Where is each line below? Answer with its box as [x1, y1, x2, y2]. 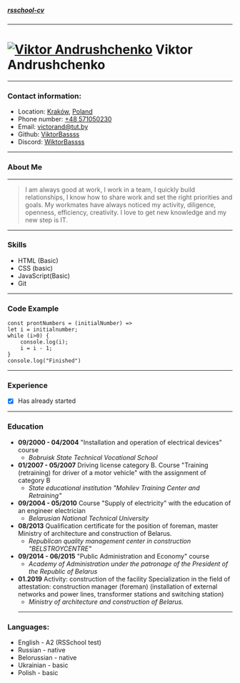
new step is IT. [24, 215, 68, 224]
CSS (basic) [17, 264, 54, 272]
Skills [7, 240, 27, 250]
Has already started [17, 397, 76, 405]
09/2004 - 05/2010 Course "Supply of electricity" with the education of [17, 499, 231, 507]
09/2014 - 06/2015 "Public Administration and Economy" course [17, 552, 209, 560]
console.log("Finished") [7, 357, 81, 364]
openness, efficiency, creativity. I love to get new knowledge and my [24, 208, 227, 216]
